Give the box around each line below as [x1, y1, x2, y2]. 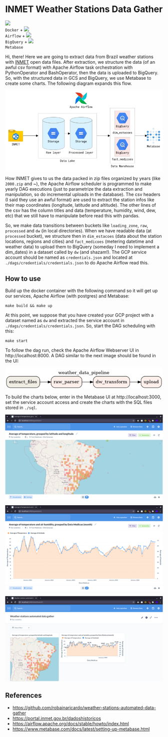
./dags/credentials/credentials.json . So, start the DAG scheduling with [5, 323, 155, 329]
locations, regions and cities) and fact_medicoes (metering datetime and [5, 238, 153, 244]
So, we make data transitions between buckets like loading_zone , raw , [5, 222, 148, 229]
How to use [5, 274, 41, 283]
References [5, 691, 42, 700]
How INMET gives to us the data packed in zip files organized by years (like [5, 176, 161, 182]
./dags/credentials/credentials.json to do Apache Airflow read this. [5, 260, 149, 266]
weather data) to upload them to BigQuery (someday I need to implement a [5, 244, 159, 250]
